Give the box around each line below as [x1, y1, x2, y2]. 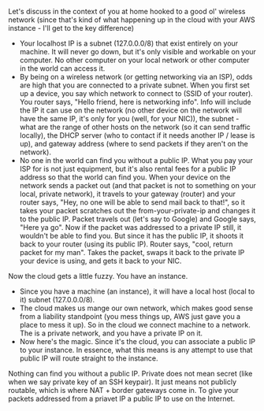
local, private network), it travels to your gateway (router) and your [19, 189, 236, 198]
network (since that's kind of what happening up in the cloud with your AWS [8, 15, 256, 24]
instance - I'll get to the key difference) [8, 24, 135, 32]
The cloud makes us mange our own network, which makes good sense [19, 303, 254, 313]
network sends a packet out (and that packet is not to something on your [19, 181, 256, 190]
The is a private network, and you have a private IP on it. [19, 328, 203, 338]
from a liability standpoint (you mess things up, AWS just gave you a [19, 312, 241, 321]
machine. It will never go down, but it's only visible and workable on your [19, 47, 256, 56]
